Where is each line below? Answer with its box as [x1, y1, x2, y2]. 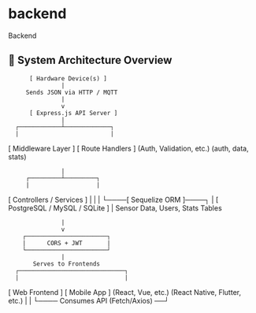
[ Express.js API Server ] [28, 109, 118, 117]
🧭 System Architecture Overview [8, 54, 173, 67]
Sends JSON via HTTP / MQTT [25, 88, 118, 96]
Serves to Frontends [32, 259, 101, 268]
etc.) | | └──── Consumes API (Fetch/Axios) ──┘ [8, 296, 169, 305]
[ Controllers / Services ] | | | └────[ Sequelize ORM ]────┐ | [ [8, 195, 219, 204]
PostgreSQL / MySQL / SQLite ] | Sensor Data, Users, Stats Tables [8, 203, 222, 213]
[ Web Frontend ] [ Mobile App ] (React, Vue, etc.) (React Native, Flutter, [8, 287, 242, 296]
